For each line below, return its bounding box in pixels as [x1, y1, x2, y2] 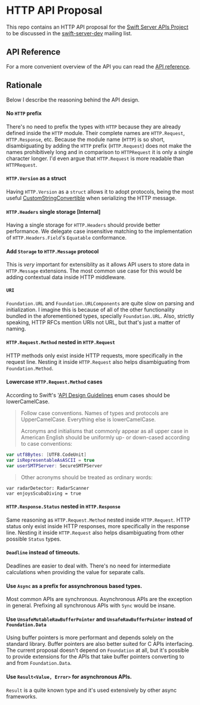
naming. [6, 325, 26, 332]
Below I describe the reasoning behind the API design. [6, 96, 140, 103]
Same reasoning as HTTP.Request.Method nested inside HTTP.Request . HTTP [6, 516, 191, 523]
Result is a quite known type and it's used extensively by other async [6, 686, 177, 694]
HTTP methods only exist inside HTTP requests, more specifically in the [6, 352, 183, 359]
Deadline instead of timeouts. [6, 549, 81, 556]
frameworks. [6, 692, 38, 700]
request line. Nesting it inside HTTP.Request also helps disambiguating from [6, 358, 190, 365]
